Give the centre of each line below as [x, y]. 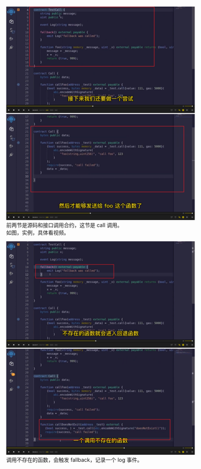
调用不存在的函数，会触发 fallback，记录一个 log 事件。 [74, 460]
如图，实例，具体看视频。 [38, 232]
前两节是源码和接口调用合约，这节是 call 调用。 [64, 225]
